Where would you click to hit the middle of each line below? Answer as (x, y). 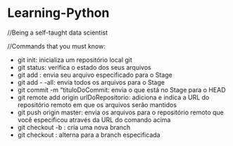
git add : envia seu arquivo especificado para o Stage (95, 75)
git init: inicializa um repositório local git (75, 60)
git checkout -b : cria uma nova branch (74, 127)
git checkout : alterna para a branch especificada (89, 135)
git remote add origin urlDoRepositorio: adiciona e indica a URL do (113, 97)
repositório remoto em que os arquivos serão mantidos (97, 104)
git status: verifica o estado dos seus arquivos (84, 67)
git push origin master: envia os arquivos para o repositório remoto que (120, 112)
